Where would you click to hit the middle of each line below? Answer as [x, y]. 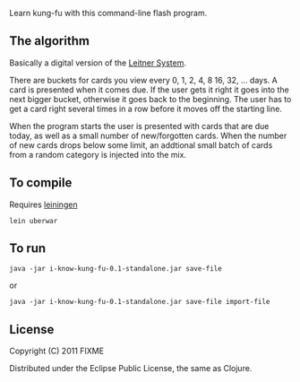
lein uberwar [34, 221]
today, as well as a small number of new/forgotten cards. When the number [148, 135]
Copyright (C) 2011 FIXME [57, 351]
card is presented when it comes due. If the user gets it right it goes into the [149, 90]
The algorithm [49, 41]
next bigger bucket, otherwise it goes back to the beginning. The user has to [150, 99]
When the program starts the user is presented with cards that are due [139, 126]
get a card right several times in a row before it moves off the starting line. [146, 109]
